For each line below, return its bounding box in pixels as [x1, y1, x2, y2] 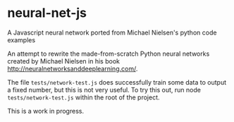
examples [7, 35, 36, 44]
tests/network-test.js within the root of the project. [7, 93, 160, 102]
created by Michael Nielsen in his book [7, 56, 120, 65]
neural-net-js [7, 5, 87, 21]
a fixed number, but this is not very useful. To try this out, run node [7, 85, 201, 94]
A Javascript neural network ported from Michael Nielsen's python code [7, 28, 217, 37]
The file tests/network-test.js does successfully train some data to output [7, 78, 227, 86]
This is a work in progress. [7, 106, 85, 115]
